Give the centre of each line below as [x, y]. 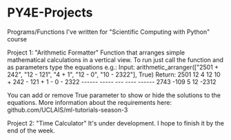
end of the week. [31, 130]
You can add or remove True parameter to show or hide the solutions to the [114, 95]
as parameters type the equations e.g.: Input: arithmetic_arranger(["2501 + [113, 67]
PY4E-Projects [50, 13]
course [17, 39]
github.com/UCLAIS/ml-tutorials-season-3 [68, 110]
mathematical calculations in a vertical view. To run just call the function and [115, 59]
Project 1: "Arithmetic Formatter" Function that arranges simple [96, 52]
